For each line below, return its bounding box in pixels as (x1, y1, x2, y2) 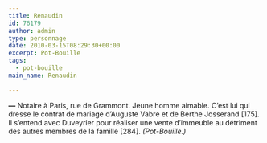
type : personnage (8, 34, 67, 43)
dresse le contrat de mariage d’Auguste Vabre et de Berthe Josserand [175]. (8, 109, 260, 119)
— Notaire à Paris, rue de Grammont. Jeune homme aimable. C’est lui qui (8, 100, 251, 110)
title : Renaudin (8, 11, 63, 20)
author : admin (8, 27, 56, 35)
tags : (8, 57, 27, 65)
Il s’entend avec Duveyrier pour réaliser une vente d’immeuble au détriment (8, 117, 257, 127)
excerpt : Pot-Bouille (8, 49, 81, 57)
